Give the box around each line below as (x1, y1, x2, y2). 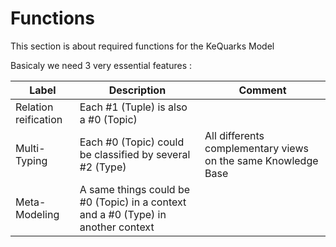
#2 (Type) (79, 160, 127, 174)
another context (79, 220, 155, 234)
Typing (15, 153, 48, 167)
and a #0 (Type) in (79, 207, 167, 221)
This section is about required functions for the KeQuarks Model (10, 40, 275, 52)
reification (15, 112, 63, 126)
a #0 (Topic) (79, 112, 138, 126)
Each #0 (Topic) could (79, 135, 185, 149)
